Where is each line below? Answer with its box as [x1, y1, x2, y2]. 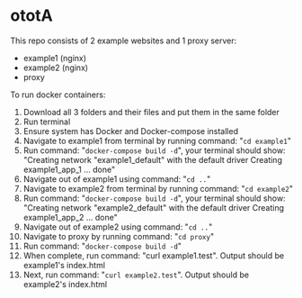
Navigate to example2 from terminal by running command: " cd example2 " [22, 183, 294, 194]
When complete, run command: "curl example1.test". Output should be [22, 249, 285, 261]
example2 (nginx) [22, 62, 89, 73]
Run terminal [22, 116, 71, 127]
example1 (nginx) [22, 52, 87, 63]
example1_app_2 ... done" [22, 212, 118, 222]
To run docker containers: [10, 89, 106, 100]
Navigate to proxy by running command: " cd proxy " [22, 230, 215, 241]
